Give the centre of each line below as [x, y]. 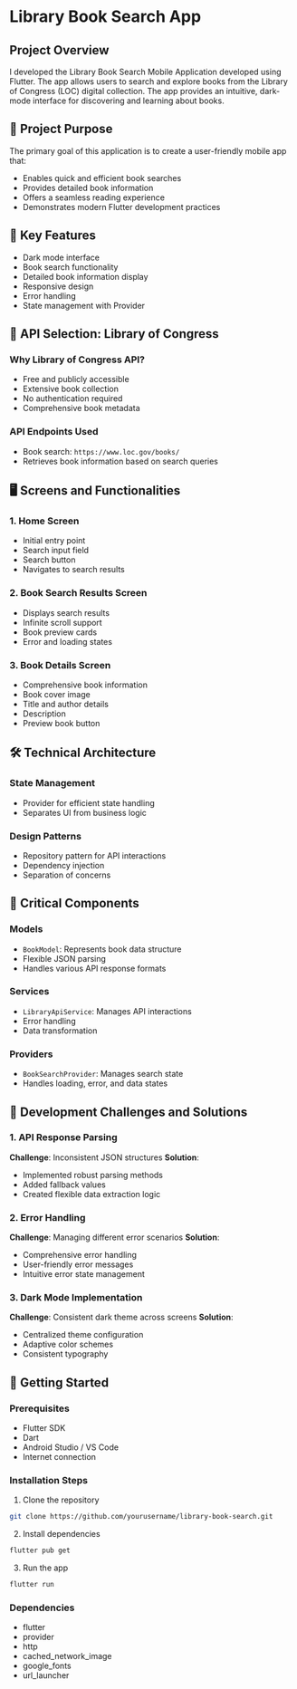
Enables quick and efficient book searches [102, 178]
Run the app [45, 1568]
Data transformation [60, 1031]
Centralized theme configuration [83, 1335]
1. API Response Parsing [63, 1137]
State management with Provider [84, 305]
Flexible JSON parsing [64, 958]
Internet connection [59, 1457]
